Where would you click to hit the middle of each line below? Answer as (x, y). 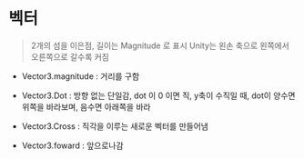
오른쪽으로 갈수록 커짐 (70, 56)
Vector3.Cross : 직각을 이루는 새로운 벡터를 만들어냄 (115, 126)
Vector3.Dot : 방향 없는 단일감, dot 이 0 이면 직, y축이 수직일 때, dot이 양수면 (158, 95)
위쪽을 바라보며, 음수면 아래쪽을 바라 (86, 106)
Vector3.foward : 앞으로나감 (72, 145)
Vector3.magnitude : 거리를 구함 (81, 76)
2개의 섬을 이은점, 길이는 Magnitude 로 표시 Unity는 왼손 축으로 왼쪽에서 (160, 45)
